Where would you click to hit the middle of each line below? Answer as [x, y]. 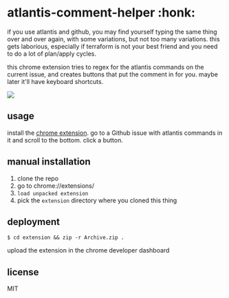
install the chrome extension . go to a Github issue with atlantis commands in [115, 133]
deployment [34, 222]
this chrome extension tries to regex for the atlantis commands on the [106, 67]
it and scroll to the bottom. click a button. [65, 140]
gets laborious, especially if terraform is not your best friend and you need [112, 46]
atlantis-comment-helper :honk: [101, 13]
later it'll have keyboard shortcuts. [55, 81]
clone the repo [38, 178]
